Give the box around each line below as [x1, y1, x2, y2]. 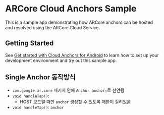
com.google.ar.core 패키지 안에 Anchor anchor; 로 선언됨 [12, 87, 125, 93]
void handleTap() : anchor [12, 104, 64, 110]
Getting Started [5, 39, 54, 48]
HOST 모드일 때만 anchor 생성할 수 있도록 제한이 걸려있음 [19, 99, 131, 105]
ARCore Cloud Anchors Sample [5, 3, 137, 14]
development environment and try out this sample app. [5, 57, 117, 63]
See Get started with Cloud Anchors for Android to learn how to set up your [5, 52, 159, 58]
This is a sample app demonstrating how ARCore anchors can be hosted [5, 19, 153, 25]
